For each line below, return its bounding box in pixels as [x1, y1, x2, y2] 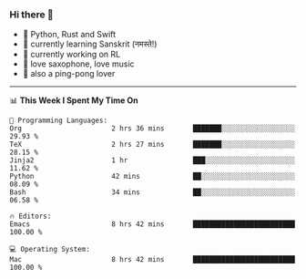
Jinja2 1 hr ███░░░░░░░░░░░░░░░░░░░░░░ [9, 156, 296, 165]
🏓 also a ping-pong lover [22, 68, 116, 79]
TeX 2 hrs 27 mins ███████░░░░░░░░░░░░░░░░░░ [9, 140, 296, 150]
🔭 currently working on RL [22, 49, 121, 60]
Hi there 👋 [9, 8, 55, 21]
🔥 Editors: [9, 212, 52, 222]
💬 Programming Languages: [9, 116, 107, 126]
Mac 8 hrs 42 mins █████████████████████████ [9, 255, 296, 264]
